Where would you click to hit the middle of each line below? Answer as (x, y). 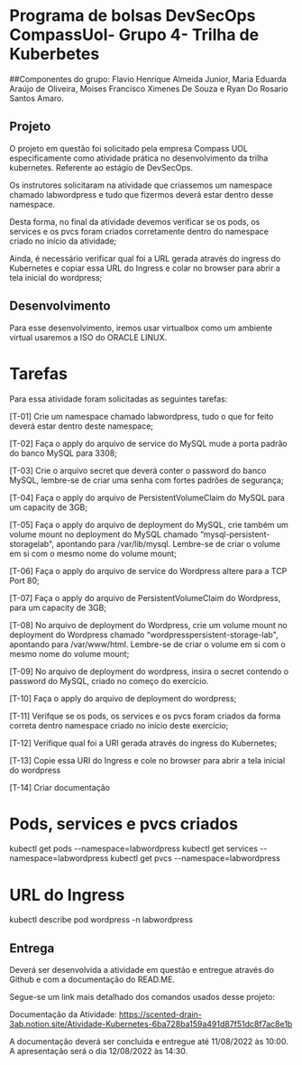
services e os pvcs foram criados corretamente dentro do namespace (139, 231)
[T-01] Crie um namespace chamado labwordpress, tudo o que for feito (142, 416)
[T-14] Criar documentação (60, 787)
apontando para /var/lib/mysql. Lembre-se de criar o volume (169, 543)
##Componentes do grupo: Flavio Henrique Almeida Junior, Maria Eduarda (148, 79)
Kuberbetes (55, 54)
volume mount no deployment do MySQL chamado (104, 534)
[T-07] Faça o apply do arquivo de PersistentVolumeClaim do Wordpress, (145, 597)
